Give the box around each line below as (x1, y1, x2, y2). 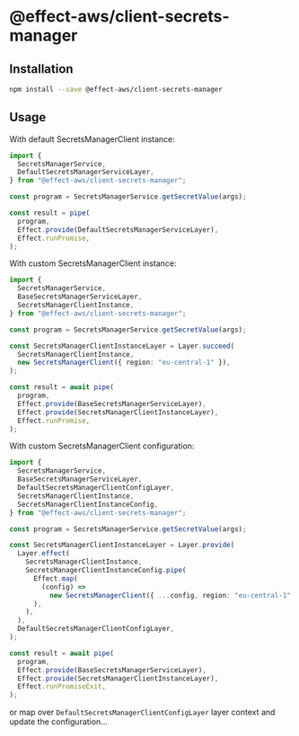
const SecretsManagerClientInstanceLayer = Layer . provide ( (9, 541, 235, 550)
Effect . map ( (32, 573, 78, 583)
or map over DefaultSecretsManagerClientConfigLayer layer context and (9, 707, 276, 718)
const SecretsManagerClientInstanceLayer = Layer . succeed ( (9, 341, 235, 350)
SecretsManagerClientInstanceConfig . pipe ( (25, 566, 187, 575)
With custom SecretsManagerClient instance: (9, 258, 177, 269)
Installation (9, 61, 74, 76)
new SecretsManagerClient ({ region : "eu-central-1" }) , (17, 358, 231, 368)
